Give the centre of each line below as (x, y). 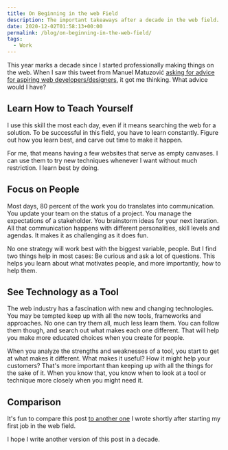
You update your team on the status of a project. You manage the (100, 213)
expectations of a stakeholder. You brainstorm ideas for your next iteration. (113, 220)
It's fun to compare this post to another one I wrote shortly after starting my (114, 419)
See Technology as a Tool (63, 292)
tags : (15, 39)
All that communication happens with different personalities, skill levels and (114, 228)
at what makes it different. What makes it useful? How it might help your (109, 358)
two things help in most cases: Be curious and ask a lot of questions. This (111, 256)
